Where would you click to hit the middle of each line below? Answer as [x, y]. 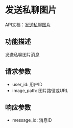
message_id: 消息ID [32, 120]
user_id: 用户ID [27, 84]
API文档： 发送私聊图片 [28, 25]
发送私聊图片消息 [22, 54]
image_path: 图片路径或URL [40, 90]
